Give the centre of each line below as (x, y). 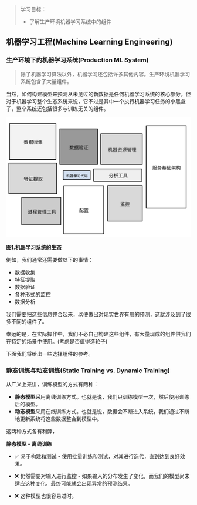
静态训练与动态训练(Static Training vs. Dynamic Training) (88, 371)
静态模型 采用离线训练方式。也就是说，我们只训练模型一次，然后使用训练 (102, 397)
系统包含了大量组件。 (46, 81)
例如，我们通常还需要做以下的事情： (50, 260)
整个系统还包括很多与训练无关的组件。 (62, 109)
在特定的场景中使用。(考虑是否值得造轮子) (57, 341)
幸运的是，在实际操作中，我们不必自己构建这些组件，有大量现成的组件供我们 (98, 334)
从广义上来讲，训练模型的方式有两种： (52, 385)
